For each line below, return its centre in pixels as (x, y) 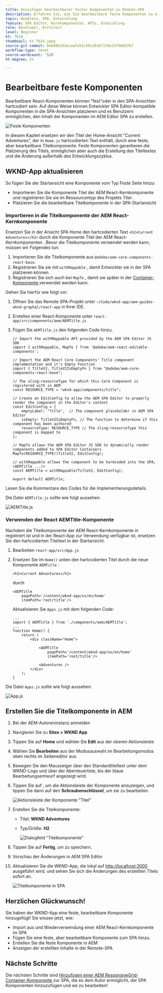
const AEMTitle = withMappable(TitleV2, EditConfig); (68, 471)
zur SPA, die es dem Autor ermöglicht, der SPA (100, 980)
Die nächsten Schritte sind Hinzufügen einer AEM (55, 975)
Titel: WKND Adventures (45, 819)
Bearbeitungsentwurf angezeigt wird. (50, 776)
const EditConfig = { (34, 407)
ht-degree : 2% (20, 59)
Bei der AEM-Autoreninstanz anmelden (51, 723)
